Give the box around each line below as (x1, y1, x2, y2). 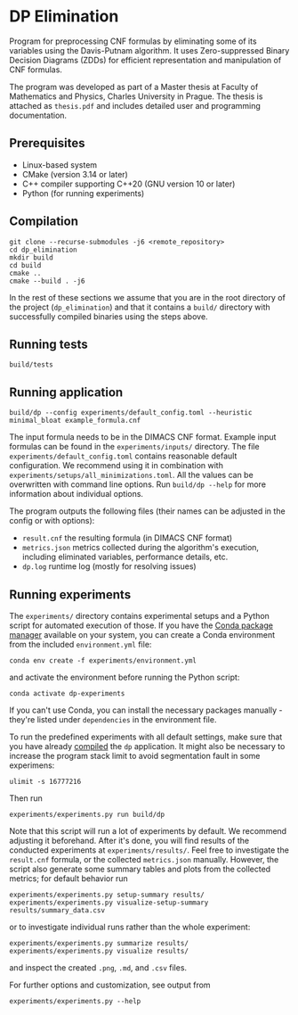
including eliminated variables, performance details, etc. (21, 551, 229, 563)
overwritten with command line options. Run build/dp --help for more (9, 479, 267, 490)
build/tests (9, 360, 53, 369)
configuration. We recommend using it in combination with (9, 460, 224, 471)
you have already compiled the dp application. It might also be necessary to (9, 741, 286, 751)
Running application (9, 384, 124, 400)
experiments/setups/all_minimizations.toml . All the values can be (9, 470, 254, 481)
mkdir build (9, 252, 53, 262)
